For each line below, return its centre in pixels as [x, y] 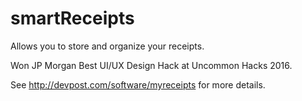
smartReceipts [72, 18]
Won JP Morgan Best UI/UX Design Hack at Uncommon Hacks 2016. [151, 65]
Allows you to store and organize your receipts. [107, 46]
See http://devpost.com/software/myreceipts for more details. [138, 84]
